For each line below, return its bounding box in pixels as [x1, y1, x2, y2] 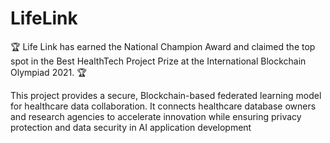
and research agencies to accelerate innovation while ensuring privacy [10, 110, 302, 122]
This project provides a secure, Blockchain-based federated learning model [10, 89, 322, 101]
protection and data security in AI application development [10, 121, 252, 133]
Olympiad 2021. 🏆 [10, 66, 87, 78]
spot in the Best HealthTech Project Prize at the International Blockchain [10, 55, 307, 67]
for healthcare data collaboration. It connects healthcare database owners [10, 100, 317, 112]
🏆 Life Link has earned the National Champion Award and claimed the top [10, 40, 316, 52]
